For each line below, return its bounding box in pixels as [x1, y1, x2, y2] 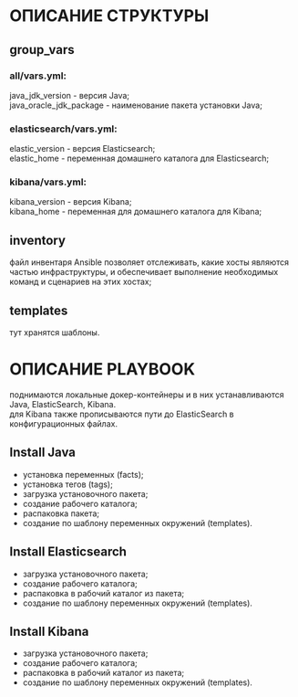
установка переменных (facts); [22, 469, 144, 480]
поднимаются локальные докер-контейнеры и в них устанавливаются [9, 389, 284, 400]
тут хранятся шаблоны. [9, 327, 100, 338]
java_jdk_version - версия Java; [9, 90, 130, 100]
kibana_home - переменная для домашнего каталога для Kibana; [9, 206, 262, 217]
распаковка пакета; [22, 508, 100, 519]
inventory [9, 232, 67, 248]
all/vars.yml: [9, 69, 67, 82]
